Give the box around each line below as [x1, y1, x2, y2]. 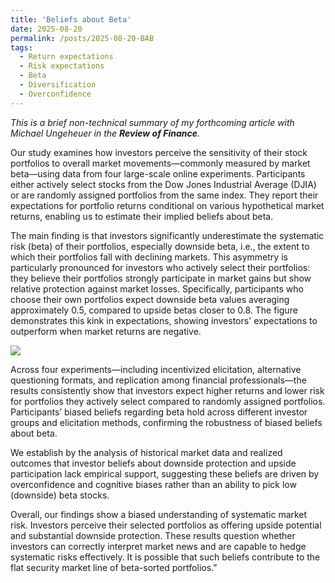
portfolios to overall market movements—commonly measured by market [10, 157, 311, 169]
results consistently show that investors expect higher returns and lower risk [10, 384, 325, 396]
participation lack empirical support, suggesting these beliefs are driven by [10, 467, 320, 480]
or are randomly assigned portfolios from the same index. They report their [10, 189, 319, 201]
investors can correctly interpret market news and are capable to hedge [10, 540, 307, 552]
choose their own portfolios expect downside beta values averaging [10, 293, 290, 305]
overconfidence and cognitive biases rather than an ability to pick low [10, 478, 297, 490]
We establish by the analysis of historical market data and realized [10, 446, 283, 458]
